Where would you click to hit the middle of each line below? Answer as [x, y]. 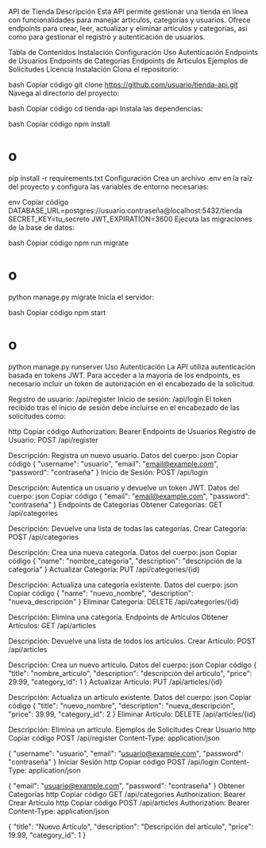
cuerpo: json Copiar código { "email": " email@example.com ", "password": [129, 496]
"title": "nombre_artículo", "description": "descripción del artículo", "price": [130, 673]
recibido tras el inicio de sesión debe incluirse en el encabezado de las [124, 407]
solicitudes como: [37, 416]
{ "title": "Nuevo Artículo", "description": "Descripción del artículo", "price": [131, 827]
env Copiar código [39, 201]
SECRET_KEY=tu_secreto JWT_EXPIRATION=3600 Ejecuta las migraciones [130, 219]
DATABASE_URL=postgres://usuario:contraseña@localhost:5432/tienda [125, 210]
